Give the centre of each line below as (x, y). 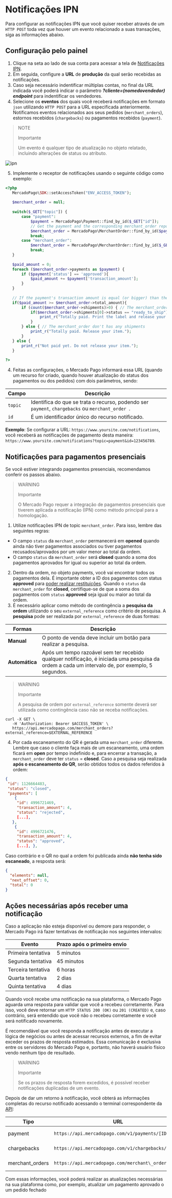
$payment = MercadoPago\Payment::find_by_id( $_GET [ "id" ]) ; (95, 221)
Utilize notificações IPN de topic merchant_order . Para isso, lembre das (87, 525)
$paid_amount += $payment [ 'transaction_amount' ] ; (84, 279)
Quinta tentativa (27, 987)
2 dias (64, 978)
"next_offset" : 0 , (30, 880)
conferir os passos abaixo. (33, 475)
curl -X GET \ (20, 719)
